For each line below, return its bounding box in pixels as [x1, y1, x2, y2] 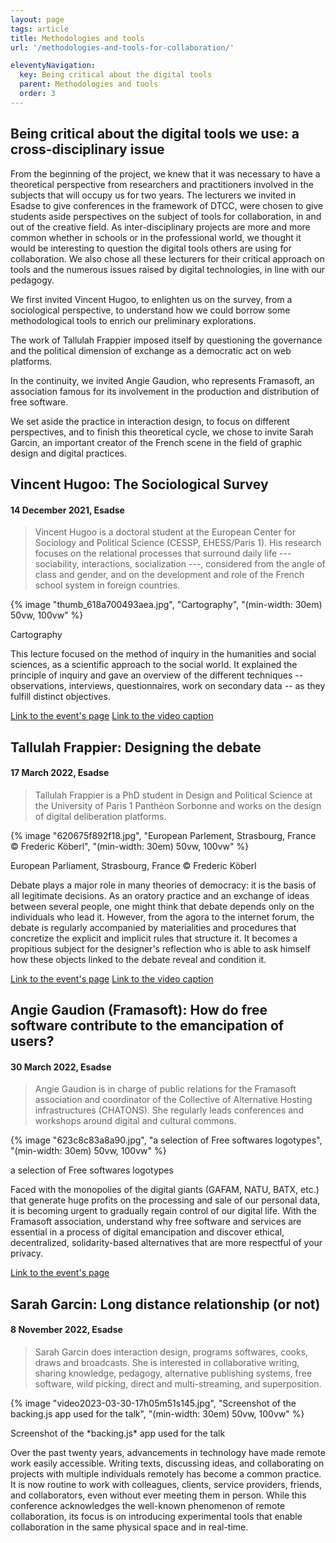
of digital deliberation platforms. [34, 810, 167, 822]
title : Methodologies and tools [10, 33, 145, 43]
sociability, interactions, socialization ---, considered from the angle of [34, 558, 326, 570]
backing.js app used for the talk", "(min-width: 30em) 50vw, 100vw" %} [10, 1407, 305, 1420]
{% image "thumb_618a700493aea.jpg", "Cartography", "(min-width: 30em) [10, 599, 323, 611]
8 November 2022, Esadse [10, 1324, 123, 1336]
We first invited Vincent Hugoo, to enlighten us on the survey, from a [10, 293, 293, 305]
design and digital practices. [10, 447, 127, 459]
